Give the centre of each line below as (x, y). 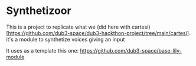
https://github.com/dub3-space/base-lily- (131, 50)
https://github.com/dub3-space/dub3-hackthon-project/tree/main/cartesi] (98, 33)
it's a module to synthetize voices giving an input (66, 39)
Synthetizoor (39, 11)
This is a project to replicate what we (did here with (68, 27)
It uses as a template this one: (43, 50)
